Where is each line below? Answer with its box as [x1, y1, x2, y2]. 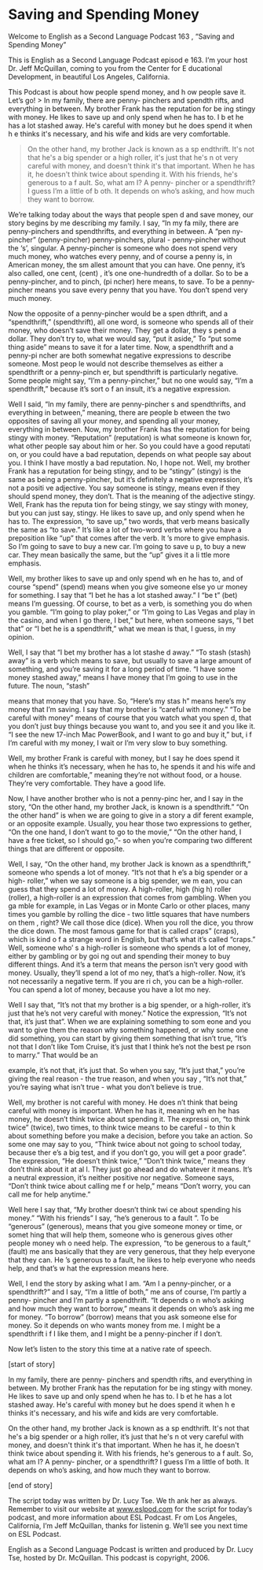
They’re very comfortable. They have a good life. [8, 778, 166, 788]
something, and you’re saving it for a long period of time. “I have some [8, 664, 236, 674]
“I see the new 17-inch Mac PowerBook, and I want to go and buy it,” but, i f [8, 729, 253, 739]
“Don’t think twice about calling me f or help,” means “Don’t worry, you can [8, 1181, 251, 1190]
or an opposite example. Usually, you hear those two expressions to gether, [8, 818, 252, 828]
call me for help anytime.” [8, 1190, 91, 1199]
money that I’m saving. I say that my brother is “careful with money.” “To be [8, 704, 251, 714]
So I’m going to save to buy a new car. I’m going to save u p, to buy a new [8, 541, 247, 551]
